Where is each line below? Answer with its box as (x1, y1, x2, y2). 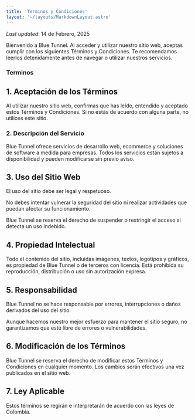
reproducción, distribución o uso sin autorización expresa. (6, 268, 146, 275)
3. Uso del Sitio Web (6, 172, 81, 182)
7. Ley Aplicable (6, 387, 65, 397)
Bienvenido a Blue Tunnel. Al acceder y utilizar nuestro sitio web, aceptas (6, 42, 183, 49)
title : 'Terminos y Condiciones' (6, 8, 88, 15)
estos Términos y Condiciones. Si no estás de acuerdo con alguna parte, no (6, 109, 189, 116)
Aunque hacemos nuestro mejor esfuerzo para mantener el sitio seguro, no (6, 318, 187, 325)
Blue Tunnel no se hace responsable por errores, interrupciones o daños (6, 300, 181, 307)
